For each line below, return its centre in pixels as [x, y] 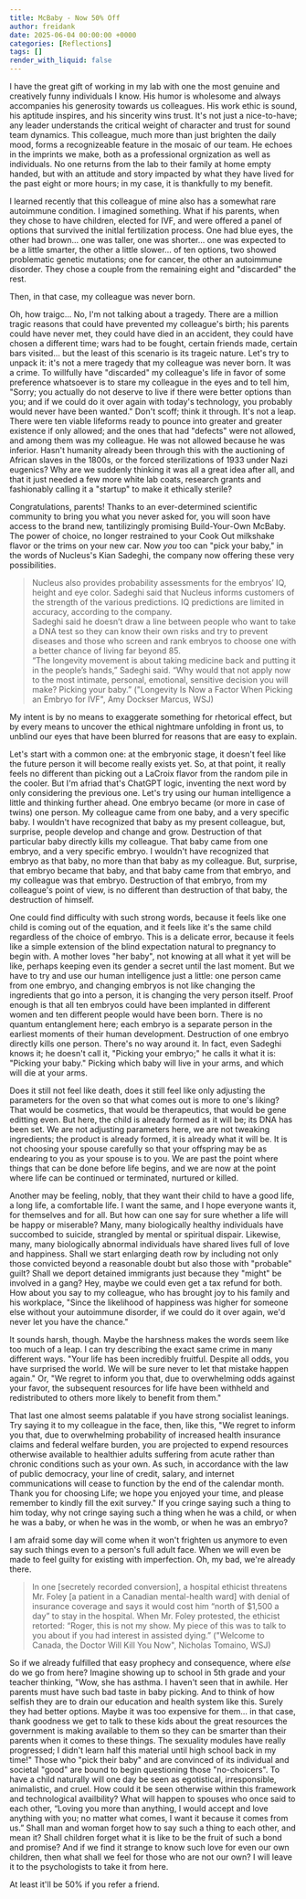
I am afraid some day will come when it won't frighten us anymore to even [148, 1540]
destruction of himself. [52, 900]
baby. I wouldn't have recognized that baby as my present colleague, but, [148, 822]
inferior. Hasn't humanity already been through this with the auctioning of [147, 450]
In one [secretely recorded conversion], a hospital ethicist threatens [159, 1587]
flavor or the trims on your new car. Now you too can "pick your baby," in [147, 546]
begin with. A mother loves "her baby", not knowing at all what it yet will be [150, 956]
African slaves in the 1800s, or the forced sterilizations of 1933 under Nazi [149, 460]
